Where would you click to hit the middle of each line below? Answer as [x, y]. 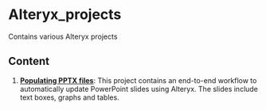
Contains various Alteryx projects [63, 36]
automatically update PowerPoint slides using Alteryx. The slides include [139, 89]
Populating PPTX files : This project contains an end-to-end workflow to [138, 80]
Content [29, 61]
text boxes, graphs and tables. [69, 97]
